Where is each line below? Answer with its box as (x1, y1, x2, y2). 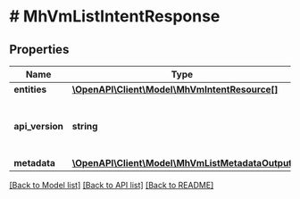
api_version (13, 120, 64, 132)
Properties (9, 42, 70, 57)
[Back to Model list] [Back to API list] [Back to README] (9, 180, 214, 190)
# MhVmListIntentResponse (9, 6, 221, 27)
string (71, 120, 98, 132)
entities (13, 83, 47, 95)
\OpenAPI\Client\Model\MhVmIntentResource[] (71, 83, 279, 95)
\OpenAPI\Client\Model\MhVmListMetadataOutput (71, 157, 293, 169)
